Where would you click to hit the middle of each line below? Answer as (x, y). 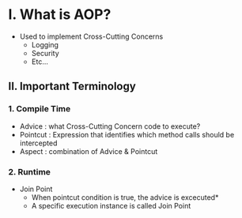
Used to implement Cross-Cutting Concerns (91, 36)
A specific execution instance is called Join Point (111, 205)
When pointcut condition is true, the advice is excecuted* (125, 197)
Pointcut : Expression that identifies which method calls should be (127, 134)
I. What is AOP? (60, 15)
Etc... (40, 62)
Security (45, 53)
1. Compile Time (40, 109)
